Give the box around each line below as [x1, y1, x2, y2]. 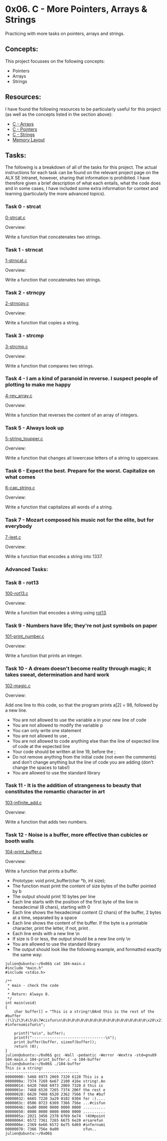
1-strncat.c [5, 257, 27, 263]
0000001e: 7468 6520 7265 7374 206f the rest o [5, 1088, 106, 1093]
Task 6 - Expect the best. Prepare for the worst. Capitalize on [5, 468, 155, 475]
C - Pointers [12, 126, 37, 132]
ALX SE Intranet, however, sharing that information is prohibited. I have [5, 175, 150, 181]
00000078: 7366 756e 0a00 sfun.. [5, 1127, 97, 1132]
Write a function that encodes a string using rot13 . [5, 609, 108, 615]
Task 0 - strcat [5, 203, 41, 210]
